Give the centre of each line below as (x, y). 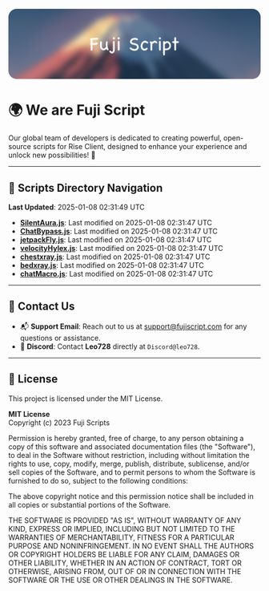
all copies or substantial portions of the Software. (89, 504)
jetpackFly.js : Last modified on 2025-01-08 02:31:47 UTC (116, 240)
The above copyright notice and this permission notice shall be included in (131, 496)
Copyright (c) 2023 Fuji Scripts (59, 423)
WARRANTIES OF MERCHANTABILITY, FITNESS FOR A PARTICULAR (121, 537)
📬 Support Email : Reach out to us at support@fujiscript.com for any (133, 326)
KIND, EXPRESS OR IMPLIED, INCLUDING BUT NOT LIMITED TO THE (122, 528)
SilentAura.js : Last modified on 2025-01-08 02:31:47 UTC (116, 223)
